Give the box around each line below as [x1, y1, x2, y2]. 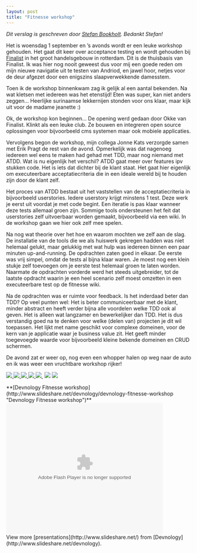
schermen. [6, 342, 32, 349]
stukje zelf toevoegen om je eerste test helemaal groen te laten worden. [6, 262, 180, 269]
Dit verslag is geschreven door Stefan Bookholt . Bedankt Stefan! [6, 30, 163, 37]
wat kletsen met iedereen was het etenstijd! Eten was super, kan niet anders [6, 91, 191, 98]
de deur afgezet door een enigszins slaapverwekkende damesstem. [6, 73, 171, 80]
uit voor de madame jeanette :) [6, 103, 81, 110]
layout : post [6, 8, 38, 15]
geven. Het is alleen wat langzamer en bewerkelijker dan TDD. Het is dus [6, 311, 183, 318]
